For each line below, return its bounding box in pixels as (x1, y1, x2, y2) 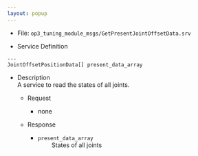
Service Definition (16, 42, 68, 50)
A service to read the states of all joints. (16, 80, 130, 89)
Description (16, 73, 50, 81)
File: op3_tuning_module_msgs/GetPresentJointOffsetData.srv (16, 29, 191, 37)
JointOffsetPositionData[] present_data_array (7, 61, 143, 68)
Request (27, 94, 52, 102)
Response (27, 120, 56, 129)
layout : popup (7, 10, 48, 17)
